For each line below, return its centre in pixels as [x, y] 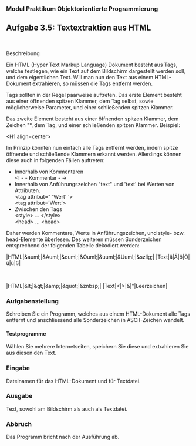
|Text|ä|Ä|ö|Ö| [173, 257]
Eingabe [18, 368]
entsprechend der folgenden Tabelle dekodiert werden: [73, 245]
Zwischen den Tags [38, 209]
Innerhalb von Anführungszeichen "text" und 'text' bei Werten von [94, 184]
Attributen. [27, 190]
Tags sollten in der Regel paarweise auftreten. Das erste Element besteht [94, 95]
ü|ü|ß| [13, 263]
